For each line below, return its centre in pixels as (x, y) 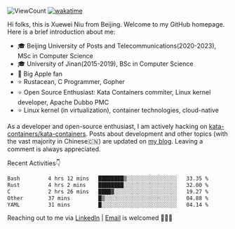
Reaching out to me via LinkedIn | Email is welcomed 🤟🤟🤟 (90, 218)
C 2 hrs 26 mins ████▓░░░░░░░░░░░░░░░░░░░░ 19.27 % (108, 192)
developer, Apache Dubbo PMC (63, 102)
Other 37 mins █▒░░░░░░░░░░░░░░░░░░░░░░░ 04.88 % (108, 198)
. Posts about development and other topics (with (156, 134)
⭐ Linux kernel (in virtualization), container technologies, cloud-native (118, 110)
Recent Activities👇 (34, 163)
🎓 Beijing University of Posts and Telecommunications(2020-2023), (117, 46)
